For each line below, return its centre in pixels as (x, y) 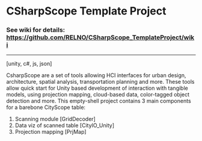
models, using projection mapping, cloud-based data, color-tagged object (98, 95)
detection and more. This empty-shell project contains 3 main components (99, 101)
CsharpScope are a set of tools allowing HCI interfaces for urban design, (96, 75)
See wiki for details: (36, 30)
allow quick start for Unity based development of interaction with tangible (97, 88)
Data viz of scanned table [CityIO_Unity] (64, 125)
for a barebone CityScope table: (46, 107)
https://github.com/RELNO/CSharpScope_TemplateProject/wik (100, 37)
